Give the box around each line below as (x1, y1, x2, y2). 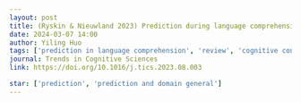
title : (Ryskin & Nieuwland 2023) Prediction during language (9, 21, 246, 30)
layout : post (9, 13, 58, 22)
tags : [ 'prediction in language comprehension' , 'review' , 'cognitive (9, 47, 279, 55)
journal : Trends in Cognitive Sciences (9, 55, 159, 64)
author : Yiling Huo (9, 38, 82, 47)
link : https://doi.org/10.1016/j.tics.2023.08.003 (9, 64, 202, 72)
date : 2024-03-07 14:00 (9, 30, 99, 38)
